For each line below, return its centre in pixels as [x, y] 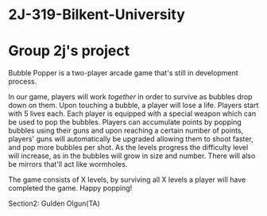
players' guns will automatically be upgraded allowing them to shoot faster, [131, 139]
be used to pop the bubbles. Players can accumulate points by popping [125, 122]
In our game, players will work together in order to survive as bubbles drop [130, 97]
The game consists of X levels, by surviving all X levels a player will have [127, 179]
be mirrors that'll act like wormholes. [68, 164]
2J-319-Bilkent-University [97, 15]
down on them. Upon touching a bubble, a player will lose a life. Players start [133, 106]
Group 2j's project [69, 51]
